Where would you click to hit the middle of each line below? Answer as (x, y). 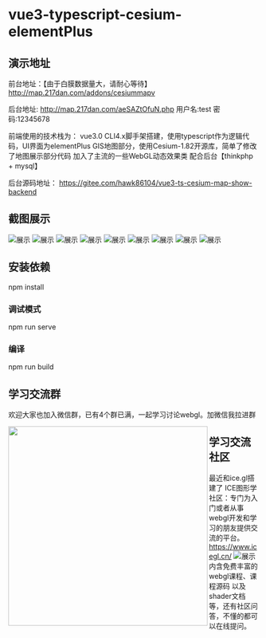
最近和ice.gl (229, 478)
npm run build (31, 367)
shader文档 (227, 596)
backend (23, 192)
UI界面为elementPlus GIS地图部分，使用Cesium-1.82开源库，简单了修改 (139, 146)
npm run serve (32, 327)
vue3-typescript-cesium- (95, 15)
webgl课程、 (229, 576)
